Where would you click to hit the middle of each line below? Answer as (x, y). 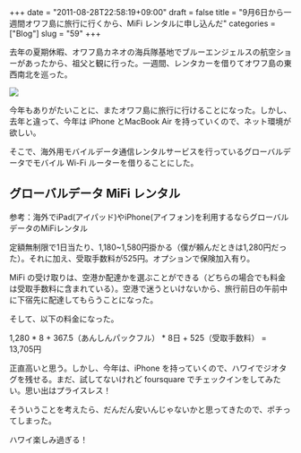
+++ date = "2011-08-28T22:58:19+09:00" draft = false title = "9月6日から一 (150, 12)
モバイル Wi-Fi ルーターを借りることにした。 (116, 162)
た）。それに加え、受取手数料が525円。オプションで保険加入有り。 (132, 258)
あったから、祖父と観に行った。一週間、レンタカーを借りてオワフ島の (154, 63)
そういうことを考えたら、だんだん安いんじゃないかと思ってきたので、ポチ (146, 409)
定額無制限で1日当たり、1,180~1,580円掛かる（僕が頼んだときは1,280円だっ (148, 247)
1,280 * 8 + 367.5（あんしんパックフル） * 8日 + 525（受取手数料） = (138, 338)
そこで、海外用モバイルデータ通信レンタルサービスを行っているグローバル (146, 151)
